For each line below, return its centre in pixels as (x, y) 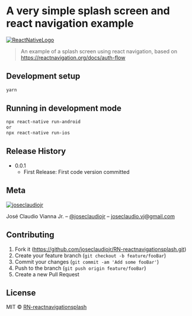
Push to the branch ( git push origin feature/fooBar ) (80, 268)
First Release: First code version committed (76, 172)
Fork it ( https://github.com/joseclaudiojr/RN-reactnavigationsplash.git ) (100, 249)
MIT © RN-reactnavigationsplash (47, 307)
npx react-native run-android (44, 122)
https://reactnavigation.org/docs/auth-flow (73, 57)
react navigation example (70, 23)
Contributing (30, 235)
